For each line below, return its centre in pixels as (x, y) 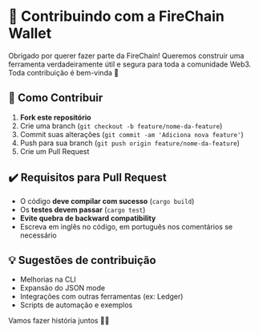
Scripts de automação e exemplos (76, 305)
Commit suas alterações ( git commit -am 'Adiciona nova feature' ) (132, 134)
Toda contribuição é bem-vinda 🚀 (63, 72)
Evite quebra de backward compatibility (88, 218)
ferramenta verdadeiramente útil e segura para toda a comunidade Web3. (130, 64)
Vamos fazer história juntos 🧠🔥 (59, 321)
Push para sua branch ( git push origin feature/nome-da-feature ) (130, 143)
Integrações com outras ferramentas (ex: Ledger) (101, 297)
